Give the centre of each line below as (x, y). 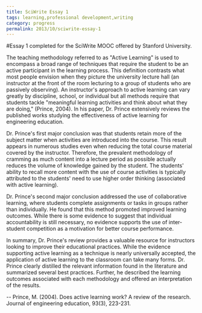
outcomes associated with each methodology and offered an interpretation (99, 279)
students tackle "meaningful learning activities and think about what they (97, 103)
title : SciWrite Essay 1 (37, 12)
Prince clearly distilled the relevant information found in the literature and (97, 266)
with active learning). (32, 185)
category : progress (31, 23)
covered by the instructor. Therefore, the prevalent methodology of (90, 153)
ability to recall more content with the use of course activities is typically (96, 172)
